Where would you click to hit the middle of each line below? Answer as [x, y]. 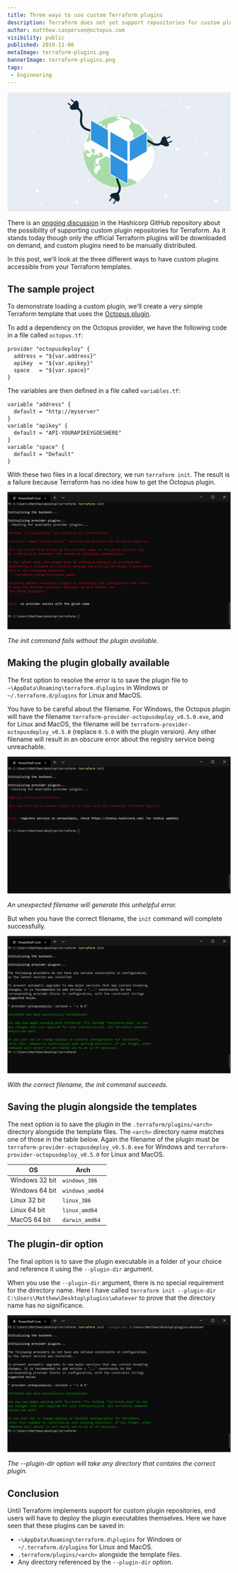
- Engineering [31, 75]
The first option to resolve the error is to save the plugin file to [98, 680]
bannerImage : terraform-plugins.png [61, 60]
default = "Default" [44, 455]
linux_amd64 [80, 1211]
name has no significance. [46, 1305]
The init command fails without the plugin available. [83, 640]
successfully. [27, 926]
